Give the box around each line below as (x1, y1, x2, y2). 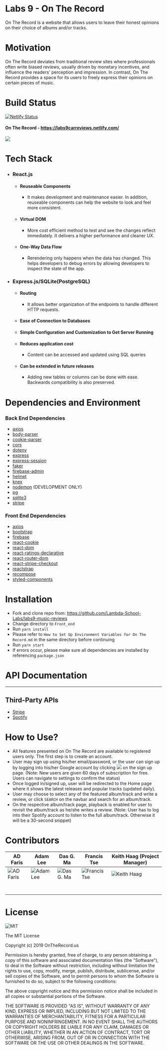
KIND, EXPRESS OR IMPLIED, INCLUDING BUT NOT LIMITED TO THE (5, 1008, 146, 1014)
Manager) (123, 859, 148, 866)
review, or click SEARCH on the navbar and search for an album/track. (12, 796, 152, 802)
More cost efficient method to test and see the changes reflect (27, 227, 156, 233)
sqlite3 (12, 494, 26, 500)
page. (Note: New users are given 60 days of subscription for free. (12, 770, 149, 776)
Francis (84, 853, 103, 860)
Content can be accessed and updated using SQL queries (27, 351, 146, 358)
